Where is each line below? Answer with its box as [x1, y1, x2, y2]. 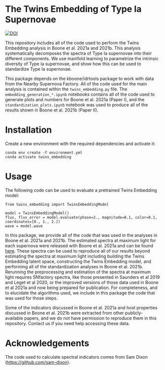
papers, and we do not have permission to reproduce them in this [24, 315, 157, 321]
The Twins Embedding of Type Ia [5, 3, 142, 15]
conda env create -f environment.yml [5, 150, 83, 155]
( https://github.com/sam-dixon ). [5, 359, 70, 365]
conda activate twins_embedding [5, 154, 71, 159]
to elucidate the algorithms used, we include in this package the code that [5, 290, 155, 296]
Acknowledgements [5, 338, 90, 349]
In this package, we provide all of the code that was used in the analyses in [5, 232, 158, 238]
